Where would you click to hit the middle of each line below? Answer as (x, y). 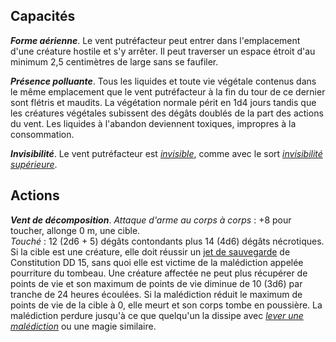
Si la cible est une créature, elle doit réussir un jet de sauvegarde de (150, 251)
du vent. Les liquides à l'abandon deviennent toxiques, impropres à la (153, 123)
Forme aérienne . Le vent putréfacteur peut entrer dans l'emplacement (155, 40)
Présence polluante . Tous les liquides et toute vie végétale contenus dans (163, 81)
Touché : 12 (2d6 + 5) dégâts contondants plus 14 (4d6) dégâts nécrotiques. (167, 241)
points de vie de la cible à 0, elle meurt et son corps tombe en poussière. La (166, 305)
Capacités (43, 16)
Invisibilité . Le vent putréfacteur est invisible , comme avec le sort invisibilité (166, 153)
